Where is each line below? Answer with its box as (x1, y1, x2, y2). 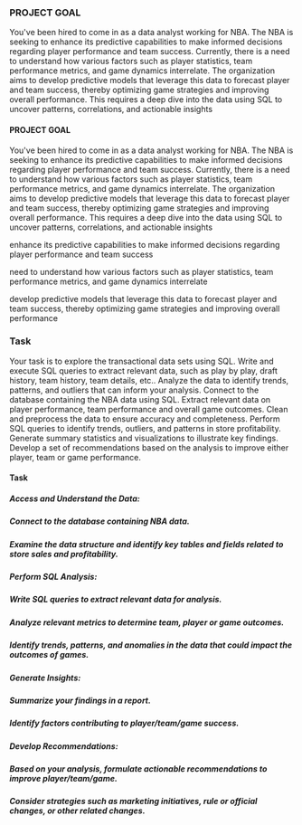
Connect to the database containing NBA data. (9, 516, 190, 526)
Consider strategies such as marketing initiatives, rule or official (9, 796, 258, 807)
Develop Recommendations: (9, 740, 119, 752)
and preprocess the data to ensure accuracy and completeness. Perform (9, 413, 280, 424)
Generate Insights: (9, 672, 81, 683)
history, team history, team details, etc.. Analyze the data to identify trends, (9, 375, 289, 385)
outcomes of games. (9, 650, 90, 660)
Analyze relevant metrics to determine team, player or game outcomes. (9, 617, 285, 628)
